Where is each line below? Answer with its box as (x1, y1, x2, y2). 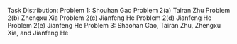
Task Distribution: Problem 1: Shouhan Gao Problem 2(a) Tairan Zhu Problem (7, 6, 231, 14)
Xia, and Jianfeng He (7, 28, 69, 37)
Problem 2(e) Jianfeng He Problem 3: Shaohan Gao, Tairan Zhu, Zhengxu (7, 21, 221, 29)
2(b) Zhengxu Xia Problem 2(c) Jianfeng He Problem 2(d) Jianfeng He (7, 13, 212, 22)
